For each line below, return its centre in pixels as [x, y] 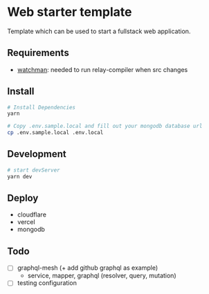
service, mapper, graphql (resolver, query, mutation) [102, 276]
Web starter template [70, 12]
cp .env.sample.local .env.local [55, 133]
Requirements [38, 53]
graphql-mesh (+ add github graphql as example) [88, 268]
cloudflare [32, 214]
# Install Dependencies [42, 107]
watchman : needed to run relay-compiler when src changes [102, 69]
